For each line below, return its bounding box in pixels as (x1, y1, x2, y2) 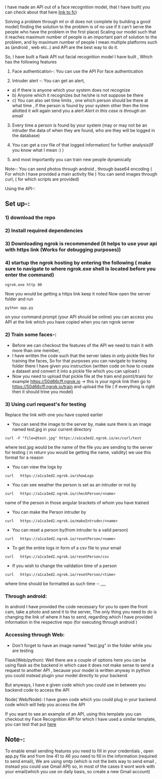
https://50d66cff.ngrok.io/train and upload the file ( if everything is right (12, 383, 155, 389)
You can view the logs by (12, 464, 62, 470)
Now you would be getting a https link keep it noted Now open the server (5, 291, 151, 297)
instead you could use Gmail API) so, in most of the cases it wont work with (5, 763, 155, 769)
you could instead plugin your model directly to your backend (5, 672, 127, 678)
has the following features (5, 59, 57, 65)
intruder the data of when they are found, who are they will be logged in (12, 128, 155, 133)
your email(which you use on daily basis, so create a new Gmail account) (5, 769, 150, 775)
